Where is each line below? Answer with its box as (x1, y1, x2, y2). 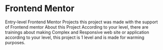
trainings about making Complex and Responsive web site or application (5, 29, 149, 35)
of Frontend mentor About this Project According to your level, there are (5, 24, 149, 30)
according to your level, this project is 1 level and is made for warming (5, 34, 145, 40)
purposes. (5, 39, 26, 45)
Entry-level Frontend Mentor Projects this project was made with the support (5, 19, 158, 25)
